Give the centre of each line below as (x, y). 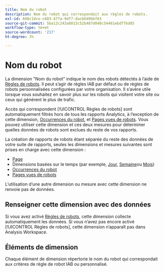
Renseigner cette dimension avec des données (78, 205)
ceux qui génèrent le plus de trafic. (40, 99)
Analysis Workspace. (26, 232)
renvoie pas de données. (30, 189)
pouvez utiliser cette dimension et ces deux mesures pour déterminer (75, 125)
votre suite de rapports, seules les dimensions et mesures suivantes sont (79, 144)
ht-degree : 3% (20, 37)
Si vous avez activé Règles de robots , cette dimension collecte (68, 216)
